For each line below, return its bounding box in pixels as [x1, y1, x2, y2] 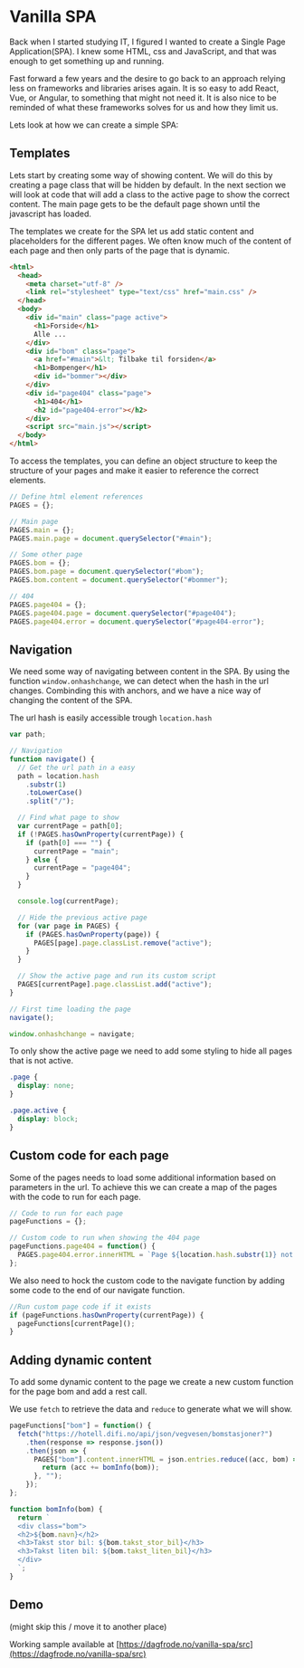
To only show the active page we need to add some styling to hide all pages [9, 1045, 292, 1056]
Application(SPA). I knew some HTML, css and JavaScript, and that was [9, 45, 278, 56]
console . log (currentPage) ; [17, 897, 119, 906]
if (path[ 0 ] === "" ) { [25, 838, 111, 847]
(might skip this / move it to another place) [9, 1621, 167, 1632]
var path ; [9, 730, 47, 739]
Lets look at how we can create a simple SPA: [9, 119, 179, 130]
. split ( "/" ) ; [25, 796, 75, 806]
